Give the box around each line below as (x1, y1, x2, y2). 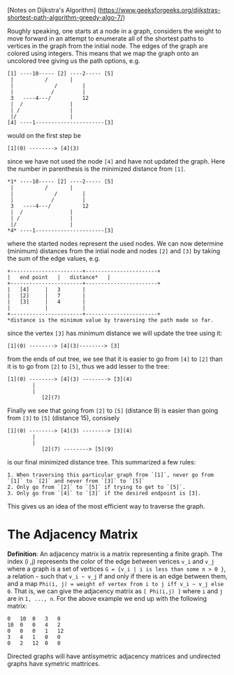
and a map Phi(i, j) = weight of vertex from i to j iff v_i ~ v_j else (7, 579, 224, 588)
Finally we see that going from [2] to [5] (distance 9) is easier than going (7, 406, 219, 415)
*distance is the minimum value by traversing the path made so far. (7, 317, 214, 324)
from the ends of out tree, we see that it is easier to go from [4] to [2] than (7, 355, 223, 363)
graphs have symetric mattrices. (7, 659, 101, 667)
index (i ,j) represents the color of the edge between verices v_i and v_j (7, 557, 215, 565)
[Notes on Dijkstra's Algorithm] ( (7, 6, 100, 14)
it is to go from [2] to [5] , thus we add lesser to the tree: (7, 362, 170, 370)
